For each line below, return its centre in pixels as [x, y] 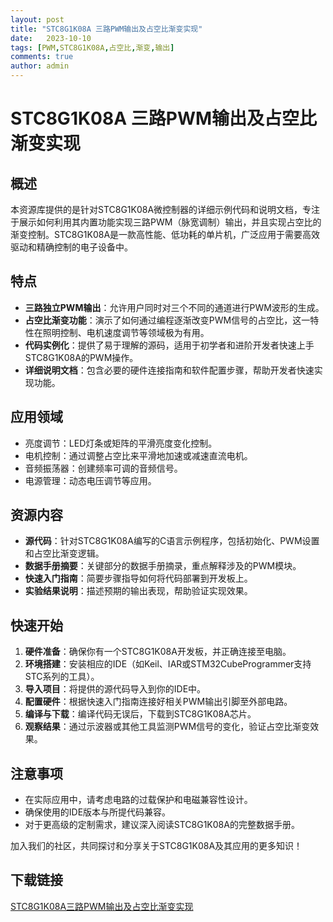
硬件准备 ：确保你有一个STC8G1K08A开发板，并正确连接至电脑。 [158, 652]
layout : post [37, 19]
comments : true [42, 57]
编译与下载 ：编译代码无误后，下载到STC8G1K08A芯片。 [140, 714]
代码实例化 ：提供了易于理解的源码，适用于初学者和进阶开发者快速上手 [169, 345]
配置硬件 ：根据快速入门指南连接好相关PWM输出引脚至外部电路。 [158, 702]
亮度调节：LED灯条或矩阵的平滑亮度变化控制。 [121, 443]
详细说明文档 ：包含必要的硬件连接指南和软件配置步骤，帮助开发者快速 [169, 370]
